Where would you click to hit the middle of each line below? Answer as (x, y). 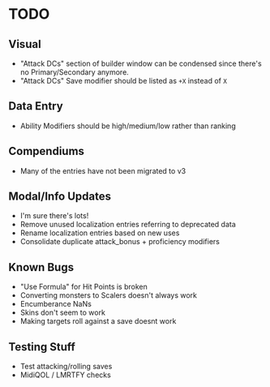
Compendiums (47, 151)
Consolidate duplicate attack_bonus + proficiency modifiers (120, 242)
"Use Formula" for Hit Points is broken (84, 287)
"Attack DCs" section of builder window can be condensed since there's (141, 63)
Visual (25, 44)
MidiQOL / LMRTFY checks (65, 375)
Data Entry (36, 106)
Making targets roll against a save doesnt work (98, 321)
